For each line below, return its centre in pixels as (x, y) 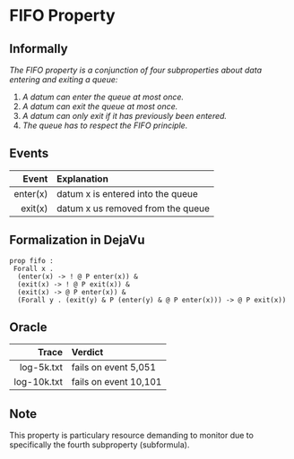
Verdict (87, 353)
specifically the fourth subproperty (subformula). (99, 445)
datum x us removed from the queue (134, 208)
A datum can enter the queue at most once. (103, 97)
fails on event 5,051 (114, 368)
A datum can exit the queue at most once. (100, 106)
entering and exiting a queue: (64, 80)
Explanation (83, 178)
